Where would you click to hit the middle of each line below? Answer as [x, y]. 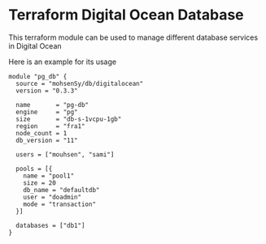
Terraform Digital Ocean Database [126, 15]
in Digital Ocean [35, 45]
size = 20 [40, 183]
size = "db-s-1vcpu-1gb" [69, 119]
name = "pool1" [49, 176]
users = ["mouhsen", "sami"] [65, 154]
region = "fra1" [50, 126]
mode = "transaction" [59, 204]
